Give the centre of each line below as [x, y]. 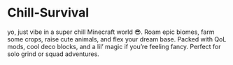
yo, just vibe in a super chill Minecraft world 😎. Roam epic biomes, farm [111, 32]
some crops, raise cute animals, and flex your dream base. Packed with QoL [117, 39]
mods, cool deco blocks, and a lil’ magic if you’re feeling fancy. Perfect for [114, 46]
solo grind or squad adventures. [53, 54]
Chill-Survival [48, 13]
